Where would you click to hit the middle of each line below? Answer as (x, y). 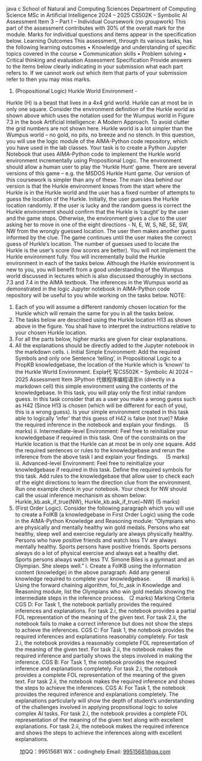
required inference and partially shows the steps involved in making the (104, 656)
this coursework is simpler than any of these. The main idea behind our (94, 180)
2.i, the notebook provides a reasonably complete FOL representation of (105, 643)
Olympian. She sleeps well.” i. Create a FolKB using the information (98, 566)
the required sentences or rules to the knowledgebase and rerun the (100, 450)
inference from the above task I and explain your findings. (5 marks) (102, 457)
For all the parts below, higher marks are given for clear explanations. (101, 339)
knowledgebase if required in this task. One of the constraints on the (100, 438)
